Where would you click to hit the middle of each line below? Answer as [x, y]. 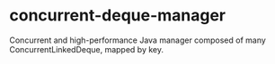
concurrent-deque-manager [118, 16]
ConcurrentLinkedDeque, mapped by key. [87, 49]
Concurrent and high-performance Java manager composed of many [138, 40]
